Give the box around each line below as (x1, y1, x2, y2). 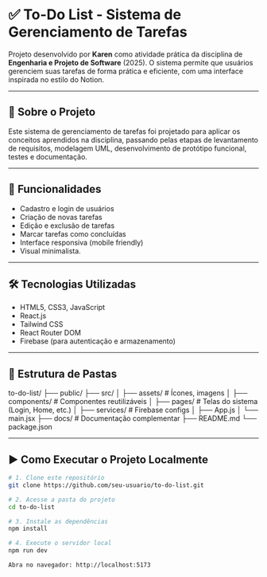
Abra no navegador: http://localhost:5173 (8, 561, 151, 569)
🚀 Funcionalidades (8, 183, 102, 196)
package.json (8, 422, 53, 432)
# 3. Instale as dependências (8, 517, 109, 525)
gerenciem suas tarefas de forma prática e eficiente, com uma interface (8, 66, 244, 76)
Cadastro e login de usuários (19, 203, 114, 213)
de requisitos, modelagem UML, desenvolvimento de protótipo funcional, (8, 143, 247, 153)
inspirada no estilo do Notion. (8, 74, 105, 84)
